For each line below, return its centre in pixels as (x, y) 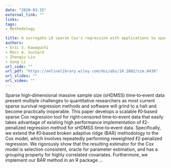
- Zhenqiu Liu (20, 57)
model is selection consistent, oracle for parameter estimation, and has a (81, 149)
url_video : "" (20, 81)
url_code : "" (19, 67)
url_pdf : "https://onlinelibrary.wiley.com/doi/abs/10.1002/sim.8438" (82, 71)
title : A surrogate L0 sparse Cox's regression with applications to (81, 38)
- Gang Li (16, 62)
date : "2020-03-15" (26, 10)
